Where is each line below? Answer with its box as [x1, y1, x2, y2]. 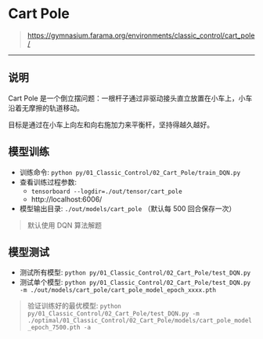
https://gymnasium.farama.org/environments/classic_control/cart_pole [27, 31, 255, 40]
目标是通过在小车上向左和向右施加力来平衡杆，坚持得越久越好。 [8, 119, 214, 129]
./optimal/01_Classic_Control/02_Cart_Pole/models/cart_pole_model [27, 317, 252, 325]
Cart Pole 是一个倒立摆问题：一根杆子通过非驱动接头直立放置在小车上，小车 [8, 93, 253, 103]
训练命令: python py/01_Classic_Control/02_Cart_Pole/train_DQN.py [19, 167, 241, 177]
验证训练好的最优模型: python [27, 301, 121, 311]
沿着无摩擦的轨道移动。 [8, 103, 84, 112]
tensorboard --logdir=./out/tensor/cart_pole [31, 188, 182, 195]
